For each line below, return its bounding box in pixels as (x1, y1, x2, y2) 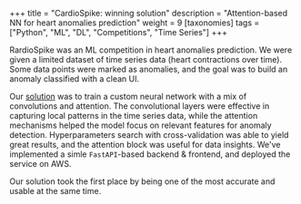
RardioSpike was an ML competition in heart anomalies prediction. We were (9, 44, 293, 55)
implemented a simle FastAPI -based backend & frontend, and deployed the (9, 149, 291, 160)
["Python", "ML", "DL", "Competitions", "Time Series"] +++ (9, 27, 227, 37)
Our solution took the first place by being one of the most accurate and (9, 176, 276, 187)
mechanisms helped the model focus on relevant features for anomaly (9, 120, 272, 131)
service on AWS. (9, 159, 72, 169)
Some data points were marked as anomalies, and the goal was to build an (9, 63, 288, 74)
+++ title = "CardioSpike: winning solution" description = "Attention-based (9, 8, 288, 18)
